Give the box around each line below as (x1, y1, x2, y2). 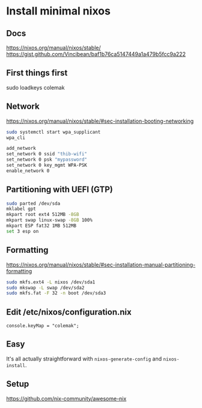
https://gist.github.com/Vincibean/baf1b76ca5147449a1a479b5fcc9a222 (6, 51, 186, 58)
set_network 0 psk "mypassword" (6, 156, 87, 163)
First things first (6, 68, 68, 78)
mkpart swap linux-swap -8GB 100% (6, 217, 93, 223)
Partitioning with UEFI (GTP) (6, 185, 113, 195)
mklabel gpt (6, 206, 36, 212)
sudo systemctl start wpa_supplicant (6, 129, 101, 135)
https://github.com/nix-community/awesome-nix (6, 395, 127, 402)
